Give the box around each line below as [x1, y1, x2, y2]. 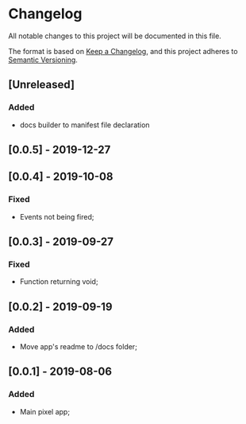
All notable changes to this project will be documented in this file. [8, 31, 222, 41]
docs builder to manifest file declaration [19, 120, 150, 130]
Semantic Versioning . [8, 55, 78, 64]
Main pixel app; [19, 406, 70, 416]
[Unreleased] [8, 78, 75, 91]
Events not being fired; [19, 212, 94, 221]
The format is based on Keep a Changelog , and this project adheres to [8, 46, 238, 56]
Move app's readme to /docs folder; [19, 342, 137, 352]
